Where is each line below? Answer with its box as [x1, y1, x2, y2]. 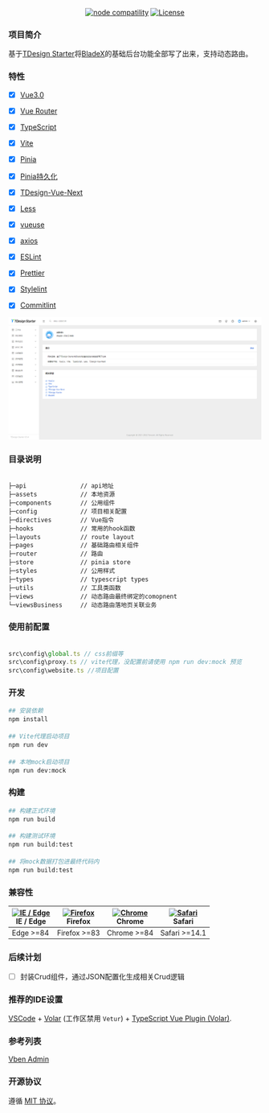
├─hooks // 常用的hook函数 [8, 524, 136, 533]
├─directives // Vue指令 [8, 516, 114, 524]
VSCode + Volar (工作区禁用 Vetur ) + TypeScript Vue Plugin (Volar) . [8, 1013, 232, 1023]
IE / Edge [15, 916, 47, 925]
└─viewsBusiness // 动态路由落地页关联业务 [8, 600, 157, 609]
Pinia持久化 [19, 171, 58, 181]
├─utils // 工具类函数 [8, 583, 122, 592]
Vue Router [19, 105, 58, 116]
